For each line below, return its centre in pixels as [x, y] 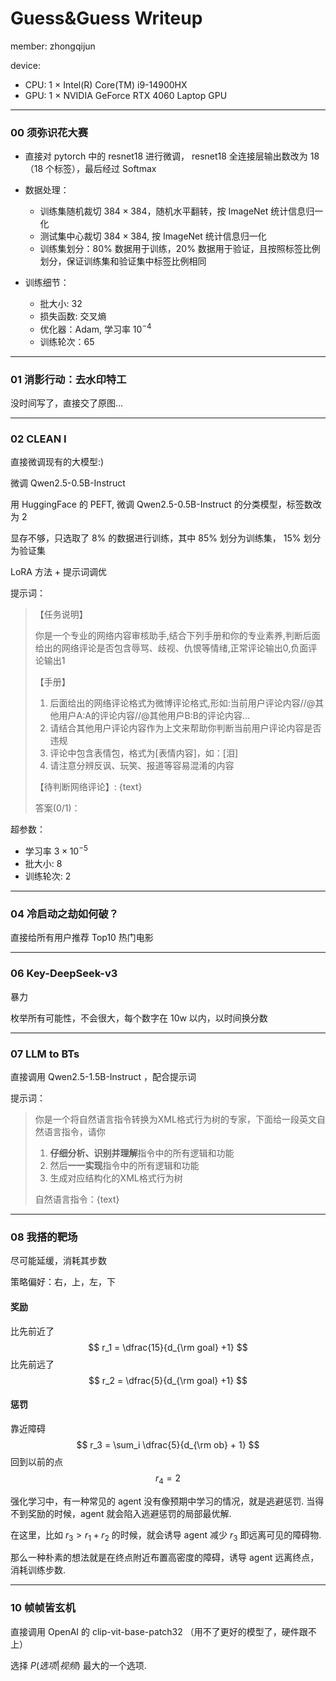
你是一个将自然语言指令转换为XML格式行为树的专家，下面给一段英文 [175, 1119]
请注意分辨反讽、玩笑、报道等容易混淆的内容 [142, 766]
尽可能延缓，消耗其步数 [58, 1261]
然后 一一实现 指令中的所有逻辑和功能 [124, 1166]
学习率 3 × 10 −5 [56, 850]
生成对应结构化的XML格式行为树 [116, 1178]
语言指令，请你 [74, 1132]
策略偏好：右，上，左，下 [63, 1282]
